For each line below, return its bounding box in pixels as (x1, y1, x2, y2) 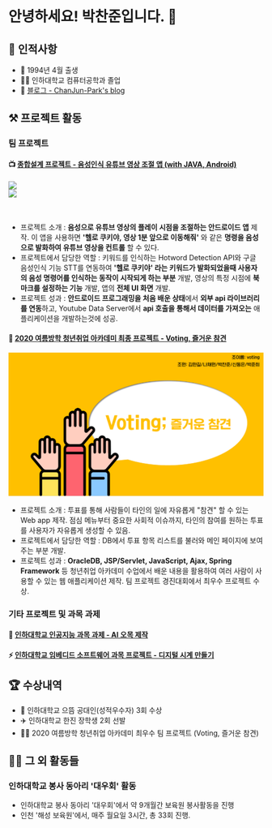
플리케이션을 (19, 313, 61, 323)
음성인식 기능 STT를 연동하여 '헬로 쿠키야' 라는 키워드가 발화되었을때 (19, 263, 236, 272)
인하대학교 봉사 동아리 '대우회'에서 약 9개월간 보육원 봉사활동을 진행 (19, 800, 235, 810)
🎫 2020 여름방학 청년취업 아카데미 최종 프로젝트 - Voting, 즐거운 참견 (8, 333, 227, 343)
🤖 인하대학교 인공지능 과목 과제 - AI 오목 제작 (8, 630, 148, 640)
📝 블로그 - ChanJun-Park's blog (19, 86, 125, 95)
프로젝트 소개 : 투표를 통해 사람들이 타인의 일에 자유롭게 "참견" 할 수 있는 (19, 504, 249, 515)
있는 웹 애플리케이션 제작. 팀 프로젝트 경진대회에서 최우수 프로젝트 (44, 576, 252, 586)
